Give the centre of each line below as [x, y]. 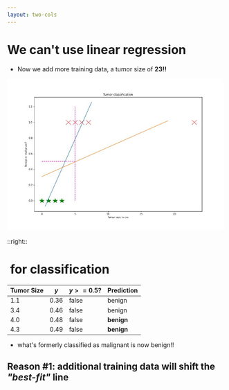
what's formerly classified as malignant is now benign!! [95, 345]
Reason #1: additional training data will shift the [111, 366]
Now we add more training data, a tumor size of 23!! [92, 69]
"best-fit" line [38, 377]
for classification [60, 269]
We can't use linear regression [97, 50]
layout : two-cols [32, 15]
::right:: [17, 241]
